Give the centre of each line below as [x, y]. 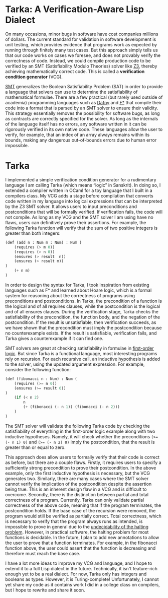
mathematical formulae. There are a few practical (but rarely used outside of [84, 97]
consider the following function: [38, 369]
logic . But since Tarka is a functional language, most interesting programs [81, 353]
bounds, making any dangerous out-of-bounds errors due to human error [81, 140]
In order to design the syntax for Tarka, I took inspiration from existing [77, 285]
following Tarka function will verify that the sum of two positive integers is [81, 228]
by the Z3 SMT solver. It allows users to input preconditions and [71, 206]
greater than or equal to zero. [36, 447]
